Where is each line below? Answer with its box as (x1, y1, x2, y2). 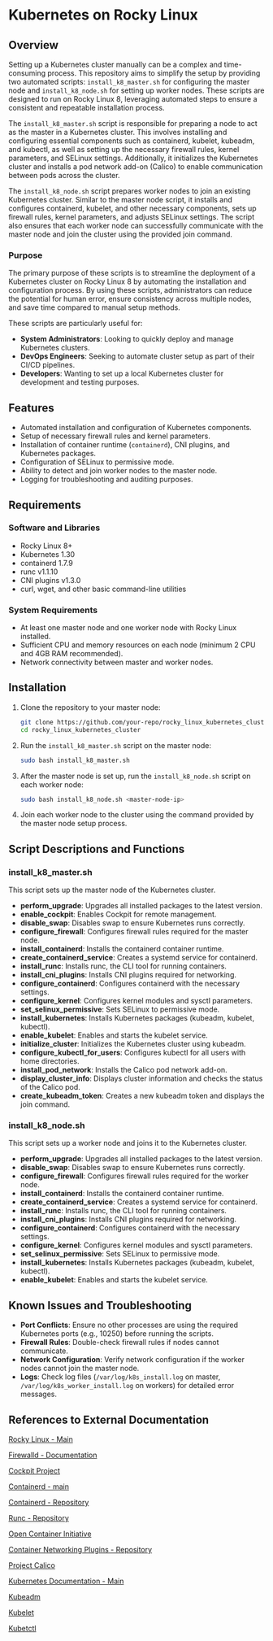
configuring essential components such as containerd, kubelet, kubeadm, (8, 136, 255, 146)
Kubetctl (8, 1624, 37, 1634)
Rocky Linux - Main (8, 1434, 73, 1444)
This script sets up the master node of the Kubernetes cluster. (8, 885, 216, 895)
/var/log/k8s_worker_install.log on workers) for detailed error (19, 1381, 235, 1391)
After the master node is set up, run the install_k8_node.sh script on (19, 771, 251, 781)
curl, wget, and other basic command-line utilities (19, 584, 187, 594)
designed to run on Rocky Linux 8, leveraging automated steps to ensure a (8, 94, 258, 103)
